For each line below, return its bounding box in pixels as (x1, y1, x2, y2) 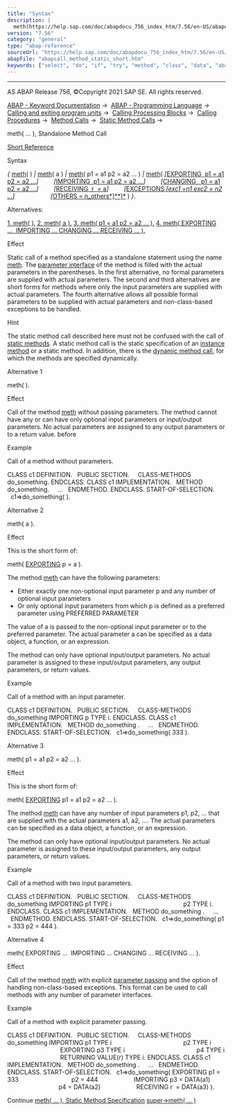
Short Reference (7, 143, 54, 151)
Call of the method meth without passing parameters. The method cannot (7, 407, 217, 416)
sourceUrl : (7, 49, 39, 56)
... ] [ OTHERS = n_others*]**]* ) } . (7, 192, 137, 200)
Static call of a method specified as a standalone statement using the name (7, 253, 223, 261)
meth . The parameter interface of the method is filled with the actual (7, 260, 202, 268)
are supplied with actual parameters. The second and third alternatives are (7, 275, 221, 284)
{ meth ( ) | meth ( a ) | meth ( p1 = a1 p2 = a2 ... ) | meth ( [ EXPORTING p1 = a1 (7, 170, 224, 178)
